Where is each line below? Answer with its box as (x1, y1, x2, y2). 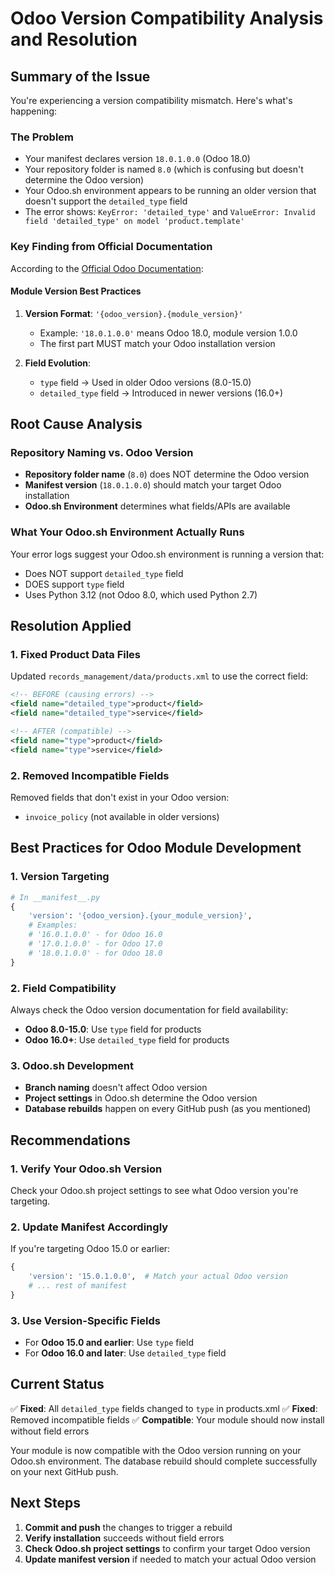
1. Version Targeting (10, 870, 110, 884)
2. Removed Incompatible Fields (10, 768, 170, 782)
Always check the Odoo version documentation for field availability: (10, 1004, 289, 1016)
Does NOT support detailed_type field (24, 567, 184, 579)
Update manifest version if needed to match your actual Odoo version (24, 1553, 317, 1565)
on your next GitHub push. (10, 1465, 119, 1477)
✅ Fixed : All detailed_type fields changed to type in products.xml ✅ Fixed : (10, 1402, 318, 1414)
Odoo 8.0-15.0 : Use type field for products (24, 1023, 202, 1035)
